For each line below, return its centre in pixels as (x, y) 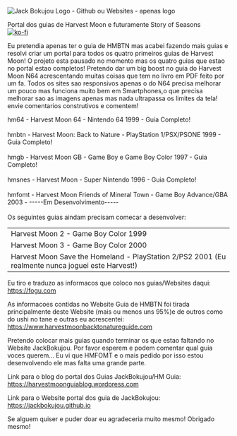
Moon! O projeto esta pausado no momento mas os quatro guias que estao (116, 61)
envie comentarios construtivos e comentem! (73, 106)
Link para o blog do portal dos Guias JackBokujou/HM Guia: (94, 377)
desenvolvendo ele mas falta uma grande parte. (77, 363)
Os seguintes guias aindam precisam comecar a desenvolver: (97, 217)
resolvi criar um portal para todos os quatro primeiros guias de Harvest (110, 53)
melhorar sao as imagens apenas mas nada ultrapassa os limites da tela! (113, 98)
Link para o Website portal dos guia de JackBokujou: (84, 398)
